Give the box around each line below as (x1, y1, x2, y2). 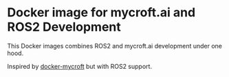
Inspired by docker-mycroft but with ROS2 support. (7, 62, 153, 70)
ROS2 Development (7, 19, 122, 35)
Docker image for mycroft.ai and (7, 5, 196, 20)
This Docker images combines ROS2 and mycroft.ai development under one (7, 42, 222, 50)
